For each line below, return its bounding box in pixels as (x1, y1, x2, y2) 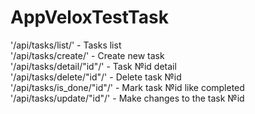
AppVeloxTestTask (10, 6, 169, 29)
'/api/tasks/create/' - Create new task (10, 49, 165, 61)
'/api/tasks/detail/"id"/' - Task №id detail (10, 60, 177, 72)
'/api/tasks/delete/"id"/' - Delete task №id (10, 71, 182, 83)
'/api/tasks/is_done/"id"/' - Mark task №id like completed (10, 81, 245, 93)
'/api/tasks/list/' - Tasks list (10, 39, 122, 51)
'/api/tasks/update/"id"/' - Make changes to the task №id (10, 92, 245, 104)
